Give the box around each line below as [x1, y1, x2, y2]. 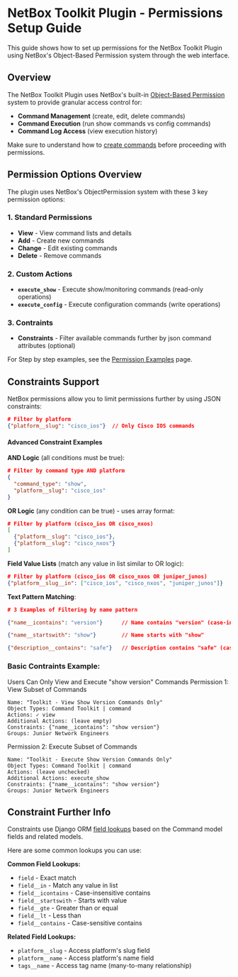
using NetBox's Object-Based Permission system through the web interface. [7, 51, 230, 60]
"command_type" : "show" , [13, 480, 87, 487]
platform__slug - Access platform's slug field [17, 947, 150, 955]
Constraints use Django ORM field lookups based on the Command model [7, 825, 223, 834]
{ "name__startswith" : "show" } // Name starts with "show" [7, 632, 204, 639]
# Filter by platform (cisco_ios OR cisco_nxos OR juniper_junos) [7, 573, 208, 580]
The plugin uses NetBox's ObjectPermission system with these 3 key [7, 187, 208, 196]
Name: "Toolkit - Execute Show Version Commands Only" [7, 756, 173, 763]
